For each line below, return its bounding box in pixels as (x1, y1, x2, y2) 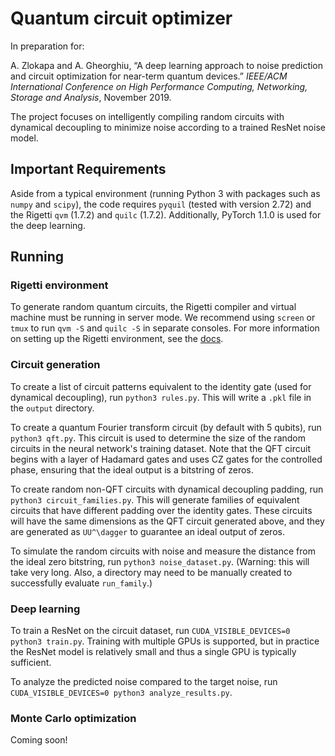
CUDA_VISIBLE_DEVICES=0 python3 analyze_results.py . (10, 687, 233, 699)
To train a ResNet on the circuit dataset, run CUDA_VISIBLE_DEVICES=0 (10, 625, 291, 637)
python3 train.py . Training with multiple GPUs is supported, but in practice (10, 635, 320, 647)
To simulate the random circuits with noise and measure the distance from (10, 545, 316, 557)
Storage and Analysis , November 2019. (10, 91, 172, 103)
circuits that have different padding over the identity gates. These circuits (10, 504, 313, 516)
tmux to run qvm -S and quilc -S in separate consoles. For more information (10, 322, 320, 334)
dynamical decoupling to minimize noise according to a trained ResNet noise (10, 121, 326, 133)
